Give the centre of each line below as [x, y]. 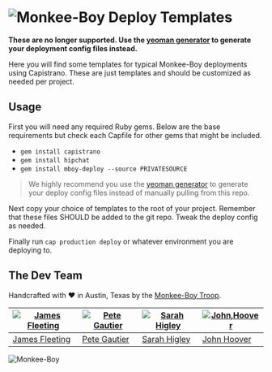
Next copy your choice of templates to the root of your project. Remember [132, 208]
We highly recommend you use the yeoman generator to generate [138, 184]
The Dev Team [45, 276]
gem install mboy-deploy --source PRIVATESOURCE [104, 169]
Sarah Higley [166, 339]
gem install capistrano [60, 151]
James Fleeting [42, 339]
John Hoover [227, 339]
